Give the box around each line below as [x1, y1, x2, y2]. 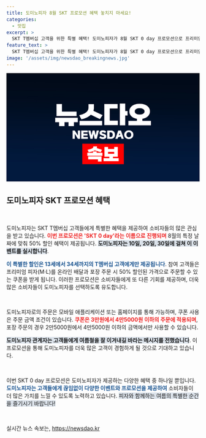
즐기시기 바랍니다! [12, 400, 56, 407]
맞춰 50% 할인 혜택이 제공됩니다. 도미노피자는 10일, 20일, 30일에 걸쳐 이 [17, 240, 192, 247]
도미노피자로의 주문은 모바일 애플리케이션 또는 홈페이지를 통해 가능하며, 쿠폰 [6, 308, 188, 315]
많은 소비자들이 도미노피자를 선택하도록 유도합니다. [6, 284, 128, 291]
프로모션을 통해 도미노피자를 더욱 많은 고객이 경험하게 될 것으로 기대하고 [6, 344, 178, 352]
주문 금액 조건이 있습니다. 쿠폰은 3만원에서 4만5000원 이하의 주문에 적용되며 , [12, 316, 198, 323]
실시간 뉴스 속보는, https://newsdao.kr [6, 425, 100, 432]
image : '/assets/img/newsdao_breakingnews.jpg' [6, 55, 131, 61]
